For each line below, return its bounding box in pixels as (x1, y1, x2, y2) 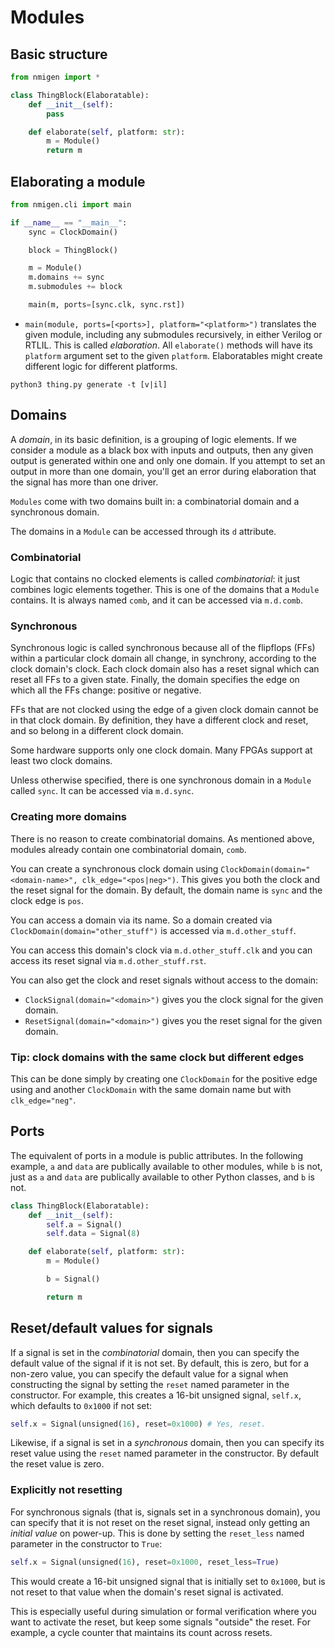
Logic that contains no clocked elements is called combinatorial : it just (10, 573, 301, 585)
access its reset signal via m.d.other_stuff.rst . (10, 954, 207, 966)
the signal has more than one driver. (10, 476, 159, 488)
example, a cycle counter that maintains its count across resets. (10, 1626, 273, 1638)
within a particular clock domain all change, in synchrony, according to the (10, 652, 317, 665)
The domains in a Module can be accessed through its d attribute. (10, 525, 277, 537)
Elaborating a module (10, 173, 146, 190)
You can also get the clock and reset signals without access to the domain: (10, 974, 319, 986)
